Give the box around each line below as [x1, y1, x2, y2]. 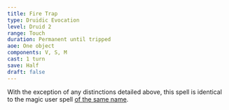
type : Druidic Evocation [7, 17, 80, 24]
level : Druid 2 [7, 23, 52, 30]
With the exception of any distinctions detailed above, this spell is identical [7, 88, 223, 96]
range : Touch [7, 29, 46, 37]
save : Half [7, 62, 39, 69]
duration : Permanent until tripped [7, 36, 111, 43]
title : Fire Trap [7, 10, 58, 17]
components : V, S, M [7, 49, 68, 56]
